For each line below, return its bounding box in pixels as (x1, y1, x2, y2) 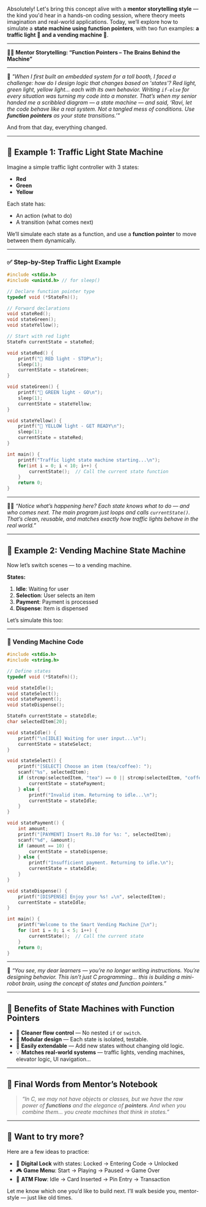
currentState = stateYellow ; (18, 401, 92, 407)
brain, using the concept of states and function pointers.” (21, 980, 167, 987)
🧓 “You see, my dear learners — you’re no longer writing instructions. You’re (7, 967, 200, 975)
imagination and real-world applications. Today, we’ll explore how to (7, 18, 178, 25)
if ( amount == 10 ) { (18, 842, 70, 849)
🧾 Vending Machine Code (7, 637, 84, 646)
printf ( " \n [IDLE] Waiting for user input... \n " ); (18, 735, 147, 741)
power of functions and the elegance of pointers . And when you (21, 1102, 186, 1109)
